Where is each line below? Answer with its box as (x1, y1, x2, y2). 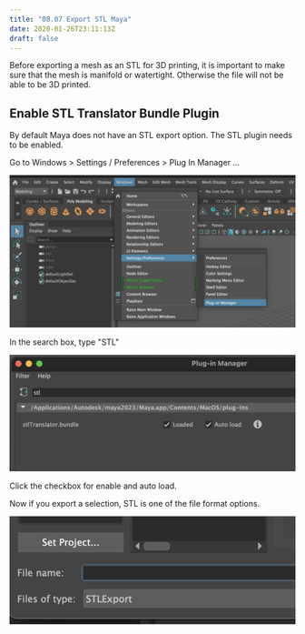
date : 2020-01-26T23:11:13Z (9, 24, 116, 34)
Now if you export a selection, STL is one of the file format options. (9, 498, 261, 508)
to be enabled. (9, 139, 64, 150)
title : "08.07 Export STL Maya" (9, 15, 132, 24)
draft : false (9, 34, 59, 43)
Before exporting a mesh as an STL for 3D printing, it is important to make (9, 60, 286, 71)
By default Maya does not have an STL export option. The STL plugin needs (9, 130, 293, 141)
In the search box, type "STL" (9, 337, 120, 347)
